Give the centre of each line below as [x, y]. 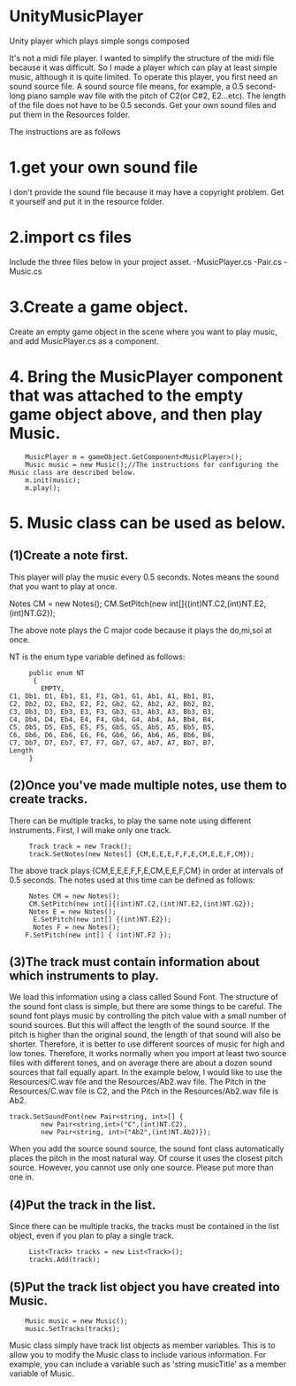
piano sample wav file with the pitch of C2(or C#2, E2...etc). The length [156, 96]
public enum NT [57, 673]
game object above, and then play [136, 414]
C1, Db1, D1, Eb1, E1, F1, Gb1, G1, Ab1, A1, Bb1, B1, [112, 696]
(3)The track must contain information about [135, 962]
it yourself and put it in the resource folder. [87, 201]
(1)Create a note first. [69, 556]
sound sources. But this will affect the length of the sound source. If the [140, 1025]
